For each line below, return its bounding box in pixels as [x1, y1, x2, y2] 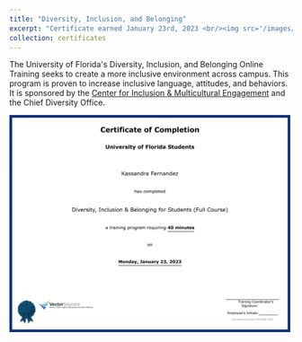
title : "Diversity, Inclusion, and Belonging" [9, 14, 187, 23]
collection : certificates [9, 33, 106, 42]
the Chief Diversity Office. [9, 97, 106, 108]
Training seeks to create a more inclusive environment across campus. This [9, 68, 289, 80]
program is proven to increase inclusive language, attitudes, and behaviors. [9, 78, 289, 89]
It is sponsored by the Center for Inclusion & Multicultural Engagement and [9, 88, 286, 99]
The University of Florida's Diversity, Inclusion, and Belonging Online [9, 59, 263, 70]
